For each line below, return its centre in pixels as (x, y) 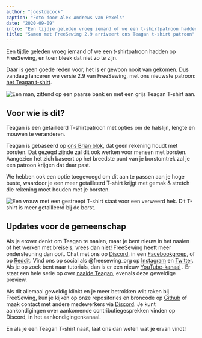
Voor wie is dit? (35, 113)
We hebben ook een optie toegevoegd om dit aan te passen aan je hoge (95, 176)
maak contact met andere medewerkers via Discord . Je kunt (81, 304)
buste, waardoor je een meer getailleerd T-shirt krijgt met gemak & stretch (98, 183)
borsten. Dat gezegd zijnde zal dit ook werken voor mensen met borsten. (96, 152)
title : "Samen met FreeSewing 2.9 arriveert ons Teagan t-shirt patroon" (101, 34)
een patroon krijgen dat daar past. (48, 165)
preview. (17, 279)
